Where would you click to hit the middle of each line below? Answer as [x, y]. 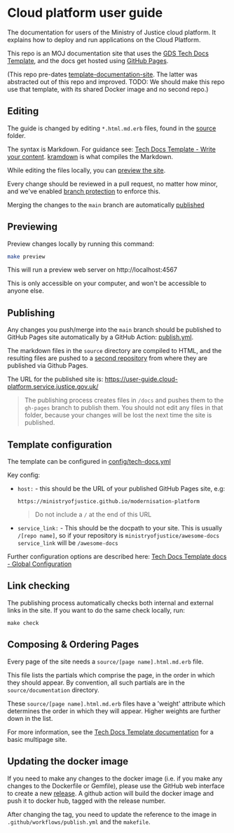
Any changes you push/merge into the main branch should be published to [115, 330]
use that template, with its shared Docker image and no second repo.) [108, 89]
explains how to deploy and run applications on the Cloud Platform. [104, 39]
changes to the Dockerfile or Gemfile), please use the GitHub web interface [116, 785]
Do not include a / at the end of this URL [93, 515]
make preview [26, 256]
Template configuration [60, 445]
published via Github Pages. [48, 366]
